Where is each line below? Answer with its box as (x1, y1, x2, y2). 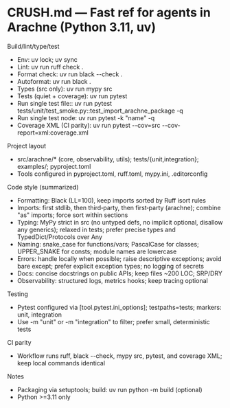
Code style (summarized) (7, 183, 79, 191)
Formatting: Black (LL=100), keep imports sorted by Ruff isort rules (16, 196, 206, 204)
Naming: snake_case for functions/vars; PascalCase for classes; (16, 240, 199, 248)
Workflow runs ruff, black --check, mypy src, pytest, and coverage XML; (16, 352, 222, 360)
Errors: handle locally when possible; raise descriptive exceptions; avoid (16, 254, 222, 262)
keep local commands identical (16, 359, 105, 367)
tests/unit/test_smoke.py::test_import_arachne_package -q (16, 106, 183, 115)
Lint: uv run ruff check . (16, 63, 84, 71)
